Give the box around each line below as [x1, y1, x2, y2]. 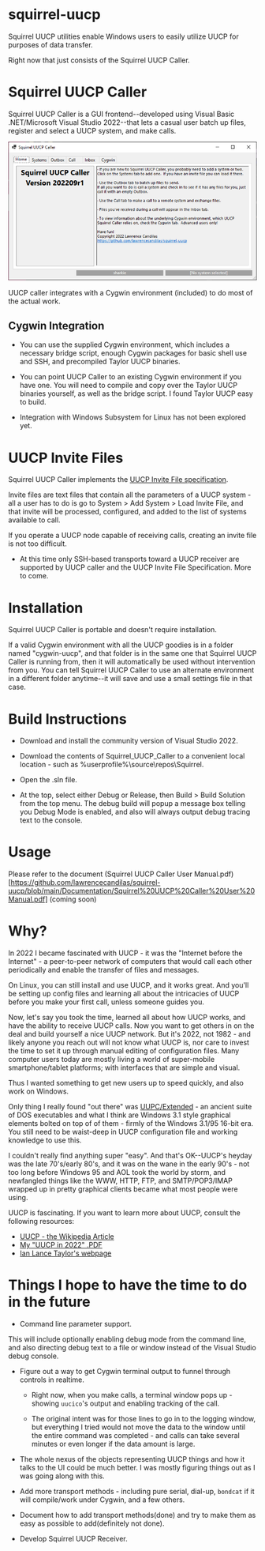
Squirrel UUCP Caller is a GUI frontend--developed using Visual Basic [8, 109, 235, 119]
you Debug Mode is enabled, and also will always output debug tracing [19, 807, 251, 817]
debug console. [8, 1351, 59, 1361]
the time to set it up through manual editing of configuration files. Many [8, 1046, 240, 1056]
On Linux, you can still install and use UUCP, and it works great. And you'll [8, 981, 249, 990]
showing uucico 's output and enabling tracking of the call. [31, 1399, 220, 1408]
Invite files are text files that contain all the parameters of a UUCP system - [8, 490, 252, 499]
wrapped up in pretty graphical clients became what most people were [8, 1184, 238, 1194]
